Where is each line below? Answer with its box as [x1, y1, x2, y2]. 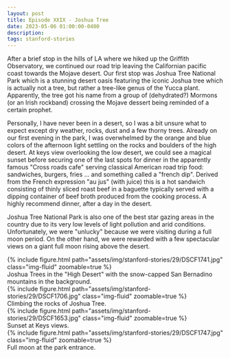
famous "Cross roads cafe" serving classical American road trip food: [7, 163, 204, 171]
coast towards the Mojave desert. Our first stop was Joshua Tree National [7, 70, 216, 78]
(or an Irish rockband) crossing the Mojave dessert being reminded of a [7, 98, 209, 107]
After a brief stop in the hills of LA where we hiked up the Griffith [7, 54, 189, 63]
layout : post [7, 10, 45, 17]
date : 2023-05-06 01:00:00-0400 [7, 23, 100, 30]
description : [7, 29, 45, 36]
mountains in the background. [7, 277, 92, 286]
